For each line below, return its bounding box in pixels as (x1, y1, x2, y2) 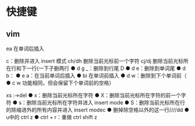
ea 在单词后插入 (6, 45, 45, 52)
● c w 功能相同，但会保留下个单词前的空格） (6, 79, 115, 86)
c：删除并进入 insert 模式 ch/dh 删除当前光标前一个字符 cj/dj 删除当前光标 (6, 58, 184, 64)
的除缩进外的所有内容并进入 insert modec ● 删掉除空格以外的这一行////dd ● (6, 106, 190, 113)
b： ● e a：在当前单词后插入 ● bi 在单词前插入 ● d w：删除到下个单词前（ (6, 72, 187, 79)
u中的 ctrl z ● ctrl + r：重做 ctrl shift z (6, 114, 97, 120)
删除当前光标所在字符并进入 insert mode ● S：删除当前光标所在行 (26, 99, 186, 106)
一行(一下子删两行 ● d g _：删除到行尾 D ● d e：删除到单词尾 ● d (26, 65, 186, 72)
